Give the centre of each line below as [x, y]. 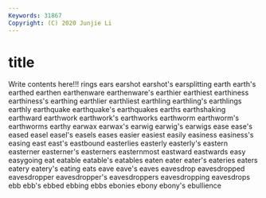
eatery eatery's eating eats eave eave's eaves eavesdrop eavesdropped [127, 169]
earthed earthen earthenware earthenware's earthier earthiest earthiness [129, 93]
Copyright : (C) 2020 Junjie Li [60, 23]
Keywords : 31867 [35, 16]
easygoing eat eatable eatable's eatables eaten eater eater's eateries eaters [133, 161]
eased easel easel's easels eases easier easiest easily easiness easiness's [131, 135]
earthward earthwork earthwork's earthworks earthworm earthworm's [124, 118]
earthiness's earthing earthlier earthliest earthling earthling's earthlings [125, 101]
